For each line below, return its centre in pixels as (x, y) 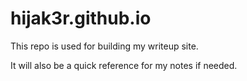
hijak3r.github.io (81, 18)
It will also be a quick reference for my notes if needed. (124, 65)
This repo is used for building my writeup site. (104, 46)
